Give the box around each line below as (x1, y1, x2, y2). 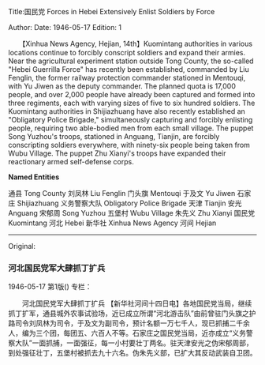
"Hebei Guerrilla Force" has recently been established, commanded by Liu (8, 65, 250, 73)
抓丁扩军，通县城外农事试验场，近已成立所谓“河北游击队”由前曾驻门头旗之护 (8, 309, 256, 318)
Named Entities (8, 172, 60, 182)
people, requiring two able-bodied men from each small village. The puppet (8, 123, 254, 133)
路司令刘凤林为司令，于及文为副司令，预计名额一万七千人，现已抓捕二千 (8, 318, 243, 328)
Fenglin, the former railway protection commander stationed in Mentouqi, (8, 73, 246, 82)
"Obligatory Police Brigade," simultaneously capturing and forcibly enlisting (8, 115, 253, 124)
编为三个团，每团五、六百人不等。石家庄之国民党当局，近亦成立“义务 (21, 329, 247, 338)
